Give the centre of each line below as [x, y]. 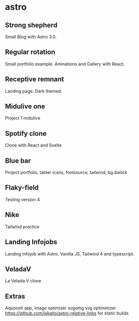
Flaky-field [22, 188]
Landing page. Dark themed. [34, 91]
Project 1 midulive [23, 118]
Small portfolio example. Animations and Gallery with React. [65, 64]
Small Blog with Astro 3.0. [31, 37]
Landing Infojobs [31, 242]
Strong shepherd [31, 25]
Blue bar [18, 160]
